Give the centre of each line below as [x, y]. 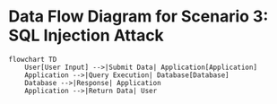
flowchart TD [33, 59]
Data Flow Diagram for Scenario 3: [138, 17]
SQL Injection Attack [87, 35]
